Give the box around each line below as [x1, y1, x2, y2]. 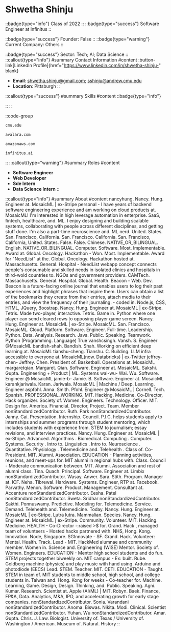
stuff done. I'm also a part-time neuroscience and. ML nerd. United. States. [5, 229, 163, 235]
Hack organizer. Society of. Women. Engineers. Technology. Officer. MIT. [5, 397, 159, 403]
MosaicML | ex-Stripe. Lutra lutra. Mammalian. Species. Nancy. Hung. [5, 512, 152, 518]
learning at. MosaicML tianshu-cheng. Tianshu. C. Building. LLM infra [5, 349, 151, 355]
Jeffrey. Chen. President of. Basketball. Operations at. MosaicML [19, 359, 155, 365]
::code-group [5, 113, 33, 119]
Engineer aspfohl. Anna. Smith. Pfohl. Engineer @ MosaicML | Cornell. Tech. [5, 386, 165, 393]
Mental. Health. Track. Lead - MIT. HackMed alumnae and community [5, 539, 152, 545]
